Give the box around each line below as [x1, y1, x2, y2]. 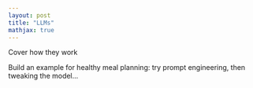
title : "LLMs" [8, 19, 55, 27]
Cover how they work [8, 48, 78, 57]
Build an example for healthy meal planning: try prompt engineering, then [8, 63, 246, 72]
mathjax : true [8, 26, 55, 34]
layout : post [8, 11, 51, 20]
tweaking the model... [8, 71, 79, 81]
